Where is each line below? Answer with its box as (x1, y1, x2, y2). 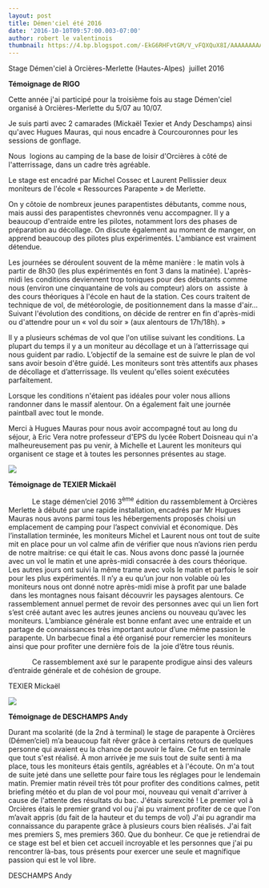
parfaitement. (8, 375, 54, 385)
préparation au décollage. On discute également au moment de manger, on (8, 225, 256, 235)
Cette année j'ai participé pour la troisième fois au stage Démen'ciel (8, 95, 232, 104)
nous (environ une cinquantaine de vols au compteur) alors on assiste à (8, 283, 248, 293)
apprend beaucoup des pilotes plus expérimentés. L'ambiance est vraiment (8, 233, 257, 243)
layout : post (8, 11, 52, 20)
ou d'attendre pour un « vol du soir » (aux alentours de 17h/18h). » (8, 318, 226, 327)
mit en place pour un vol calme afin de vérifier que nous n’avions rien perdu (8, 539, 258, 549)
